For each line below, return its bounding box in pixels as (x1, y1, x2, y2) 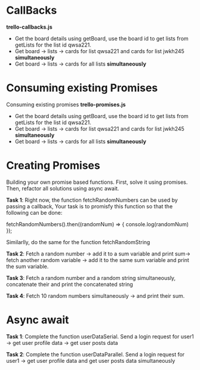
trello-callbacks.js (6, 23, 53, 30)
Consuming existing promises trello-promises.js (6, 101, 126, 108)
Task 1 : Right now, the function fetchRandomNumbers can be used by (6, 196, 178, 203)
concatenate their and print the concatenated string (6, 280, 133, 288)
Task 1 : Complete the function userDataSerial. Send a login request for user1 (6, 332, 194, 340)
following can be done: (6, 209, 63, 216)
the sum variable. (6, 263, 49, 270)
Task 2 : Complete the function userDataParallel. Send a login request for (6, 350, 185, 358)
